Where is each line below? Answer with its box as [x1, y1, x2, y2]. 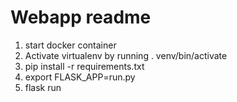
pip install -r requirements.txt [24, 60, 145, 72]
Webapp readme [10, 6, 152, 29]
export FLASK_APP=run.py [24, 71, 136, 83]
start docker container [24, 39, 117, 51]
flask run [24, 81, 62, 93]
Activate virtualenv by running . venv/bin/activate [24, 49, 228, 61]
